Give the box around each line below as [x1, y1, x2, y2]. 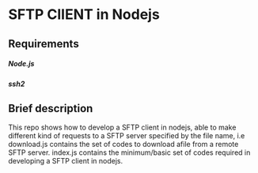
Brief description [8, 101, 93, 115]
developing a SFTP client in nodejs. [8, 156, 123, 166]
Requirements [8, 37, 79, 51]
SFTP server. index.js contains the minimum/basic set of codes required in [8, 148, 251, 157]
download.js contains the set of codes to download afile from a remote [8, 140, 239, 149]
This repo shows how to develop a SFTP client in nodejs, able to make [8, 122, 237, 132]
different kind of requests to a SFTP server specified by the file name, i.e [8, 131, 245, 141]
